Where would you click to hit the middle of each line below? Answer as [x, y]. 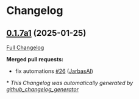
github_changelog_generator [43, 89]
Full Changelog [25, 47]
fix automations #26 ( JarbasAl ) [54, 71]
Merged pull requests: [35, 59]
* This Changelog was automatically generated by [70, 83]
